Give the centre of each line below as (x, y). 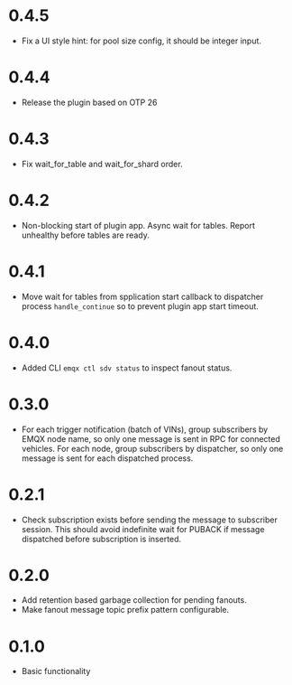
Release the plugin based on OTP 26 (89, 102)
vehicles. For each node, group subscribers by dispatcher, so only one (152, 448)
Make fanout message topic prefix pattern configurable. (125, 610)
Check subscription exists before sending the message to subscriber (150, 520)
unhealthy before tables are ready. (85, 235)
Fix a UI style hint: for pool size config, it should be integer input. (141, 41)
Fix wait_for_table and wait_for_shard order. (102, 164)
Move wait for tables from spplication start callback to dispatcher (142, 296)
